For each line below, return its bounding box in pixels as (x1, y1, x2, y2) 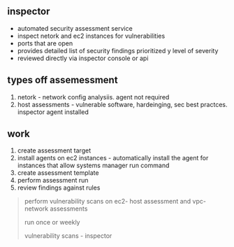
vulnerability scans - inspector (24, 232, 112, 240)
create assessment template (17, 169, 99, 177)
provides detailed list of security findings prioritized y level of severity (17, 46, 219, 55)
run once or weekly (24, 218, 80, 227)
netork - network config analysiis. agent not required (17, 92, 170, 101)
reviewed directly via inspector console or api (17, 54, 149, 62)
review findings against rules (17, 183, 101, 192)
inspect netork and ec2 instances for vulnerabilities (17, 31, 166, 40)
